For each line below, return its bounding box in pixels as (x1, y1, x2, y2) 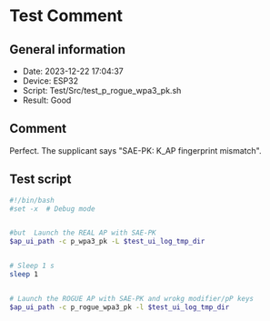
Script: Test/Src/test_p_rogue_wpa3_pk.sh (22, 85, 182, 95)
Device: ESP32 (22, 75, 79, 86)
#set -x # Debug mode (9, 204, 95, 214)
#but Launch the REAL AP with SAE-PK (9, 228, 156, 237)
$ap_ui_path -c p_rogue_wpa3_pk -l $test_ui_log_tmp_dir (9, 302, 230, 312)
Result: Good (22, 95, 72, 105)
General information (9, 42, 125, 57)
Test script (9, 172, 72, 187)
